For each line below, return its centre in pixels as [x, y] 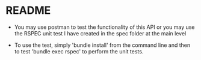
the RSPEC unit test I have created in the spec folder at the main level [100, 33]
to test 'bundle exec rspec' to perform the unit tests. [79, 51]
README [28, 10]
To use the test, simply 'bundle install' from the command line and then [102, 45]
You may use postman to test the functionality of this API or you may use [104, 27]
